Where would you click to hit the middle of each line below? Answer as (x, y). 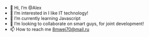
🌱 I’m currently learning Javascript (45, 18)
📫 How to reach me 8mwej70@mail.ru (50, 29)
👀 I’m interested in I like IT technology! (49, 13)
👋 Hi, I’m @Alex (26, 8)
